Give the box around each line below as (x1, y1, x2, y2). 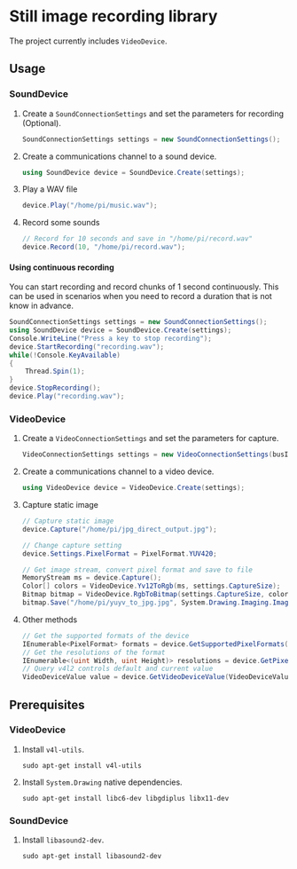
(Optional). (21, 117, 62, 128)
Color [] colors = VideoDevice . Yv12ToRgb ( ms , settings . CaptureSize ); (21, 581, 281, 591)
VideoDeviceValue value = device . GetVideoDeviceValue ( (21, 673, 230, 682)
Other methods (21, 614, 78, 625)
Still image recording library (9, 6, 218, 27)
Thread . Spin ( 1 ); (25, 367, 86, 376)
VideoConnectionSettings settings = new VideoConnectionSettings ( (21, 450, 273, 459)
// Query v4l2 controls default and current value (21, 664, 214, 674)
